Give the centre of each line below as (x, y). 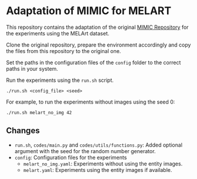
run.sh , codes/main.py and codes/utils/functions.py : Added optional (98, 145)
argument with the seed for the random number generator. (85, 151)
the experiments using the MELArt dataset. (58, 33)
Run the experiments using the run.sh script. (60, 80)
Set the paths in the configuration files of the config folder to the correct (94, 62)
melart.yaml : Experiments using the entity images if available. (98, 170)
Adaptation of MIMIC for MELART (89, 11)
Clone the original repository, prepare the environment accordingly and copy (98, 45)
